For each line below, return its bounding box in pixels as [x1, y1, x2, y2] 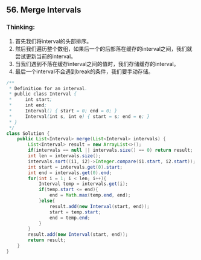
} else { [38, 198, 56, 204]
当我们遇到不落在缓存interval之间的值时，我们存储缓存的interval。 [14, 60, 179, 67]
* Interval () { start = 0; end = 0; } [8, 108, 118, 114]
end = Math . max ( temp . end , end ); [49, 192, 131, 198]
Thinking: [6, 23, 35, 31]
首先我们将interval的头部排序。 [14, 37, 92, 45]
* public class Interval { [8, 91, 77, 97]
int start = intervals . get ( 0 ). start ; [28, 164, 123, 170]
